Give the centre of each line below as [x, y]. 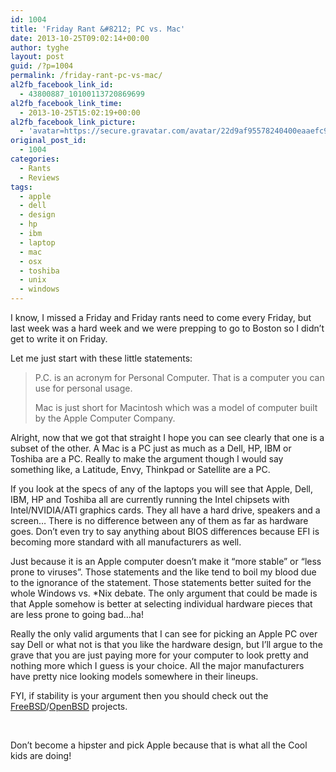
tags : [21, 187]
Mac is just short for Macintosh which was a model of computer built [176, 407]
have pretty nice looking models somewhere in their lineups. [134, 676]
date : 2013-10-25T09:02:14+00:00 [80, 38]
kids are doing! [41, 755]
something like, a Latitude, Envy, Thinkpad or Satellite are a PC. [140, 469]
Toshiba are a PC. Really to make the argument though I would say [147, 459]
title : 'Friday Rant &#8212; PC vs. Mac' [98, 29]
